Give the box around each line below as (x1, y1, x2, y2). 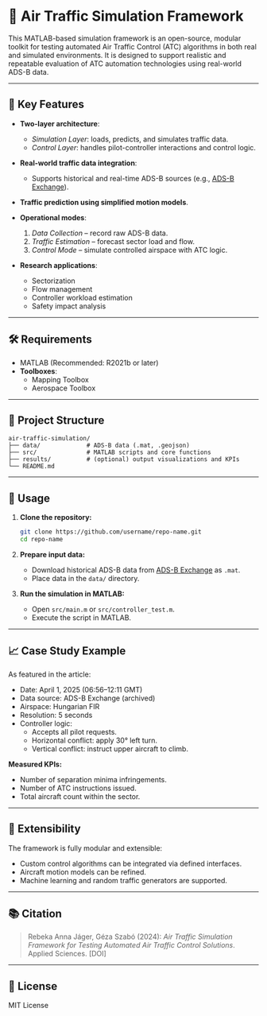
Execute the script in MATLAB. (31, 612, 132, 622)
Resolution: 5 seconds (19, 710, 93, 719)
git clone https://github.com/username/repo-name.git (19, 528, 202, 536)
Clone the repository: (19, 513, 92, 522)
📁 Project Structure (8, 413, 105, 427)
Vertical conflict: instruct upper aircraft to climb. (31, 743, 189, 754)
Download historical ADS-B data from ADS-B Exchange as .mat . (31, 564, 241, 575)
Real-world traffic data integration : (19, 158, 137, 168)
